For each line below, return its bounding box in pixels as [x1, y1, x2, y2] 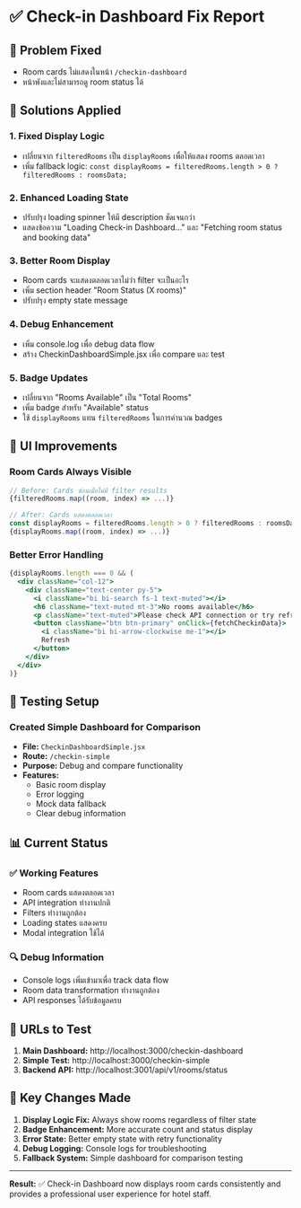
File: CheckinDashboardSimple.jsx [21, 741, 146, 752]
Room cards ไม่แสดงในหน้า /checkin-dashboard [21, 66, 187, 77]
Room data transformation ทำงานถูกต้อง [21, 985, 159, 996]
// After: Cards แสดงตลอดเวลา [9, 510, 112, 520]
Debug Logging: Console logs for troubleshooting [21, 1142, 208, 1153]
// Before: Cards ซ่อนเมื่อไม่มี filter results [9, 486, 168, 495]
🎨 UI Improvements [9, 438, 118, 454]
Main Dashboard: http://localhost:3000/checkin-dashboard [21, 1045, 244, 1056]
